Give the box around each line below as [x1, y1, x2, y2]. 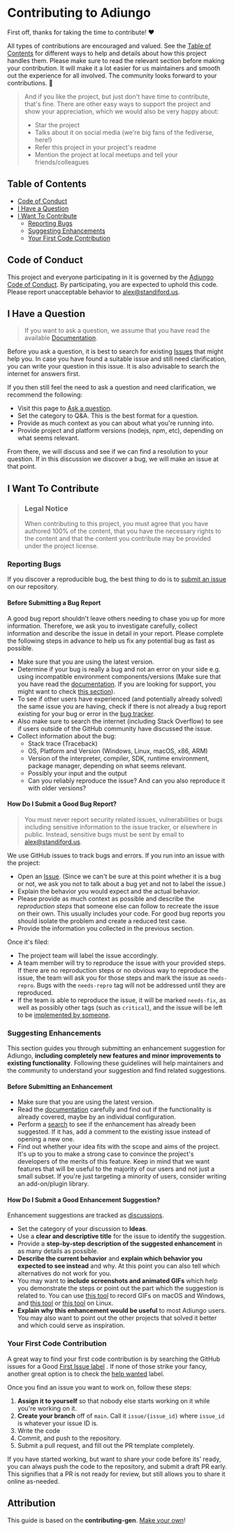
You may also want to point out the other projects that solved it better [17, 1313, 217, 1323]
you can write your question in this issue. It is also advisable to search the [7, 362, 220, 371]
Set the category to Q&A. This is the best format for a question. [17, 411, 199, 420]
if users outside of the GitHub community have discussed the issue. [17, 724, 213, 732]
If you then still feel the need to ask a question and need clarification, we [7, 383, 217, 392]
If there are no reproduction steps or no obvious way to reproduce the [17, 966, 219, 974]
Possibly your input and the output [27, 769, 127, 777]
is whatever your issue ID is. [17, 1418, 99, 1427]
